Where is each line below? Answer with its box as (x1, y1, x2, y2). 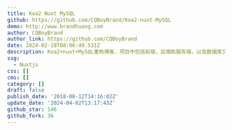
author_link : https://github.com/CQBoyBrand (7, 36, 137, 43)
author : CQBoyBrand (7, 29, 64, 36)
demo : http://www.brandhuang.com (7, 23, 104, 30)
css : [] (7, 67, 30, 74)
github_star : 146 (7, 106, 57, 113)
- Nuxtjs (13, 61, 39, 68)
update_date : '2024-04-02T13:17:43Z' (7, 100, 116, 107)
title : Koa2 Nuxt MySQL (7, 10, 76, 17)
